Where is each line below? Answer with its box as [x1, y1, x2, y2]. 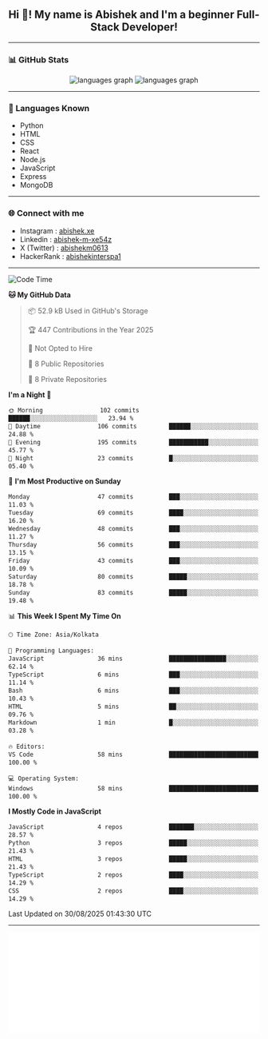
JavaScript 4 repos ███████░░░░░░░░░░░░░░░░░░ [8, 822, 259, 831]
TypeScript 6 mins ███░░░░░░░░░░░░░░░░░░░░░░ [8, 671, 259, 679]
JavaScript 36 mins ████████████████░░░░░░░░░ [8, 655, 259, 663]
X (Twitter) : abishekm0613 [19, 243, 109, 253]
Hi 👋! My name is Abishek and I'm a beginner [8, 8, 235, 22]
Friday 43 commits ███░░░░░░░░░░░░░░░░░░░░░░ [8, 556, 259, 564]
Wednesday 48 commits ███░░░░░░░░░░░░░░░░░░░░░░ [8, 524, 259, 532]
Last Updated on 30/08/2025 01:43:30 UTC [8, 909, 152, 918]
